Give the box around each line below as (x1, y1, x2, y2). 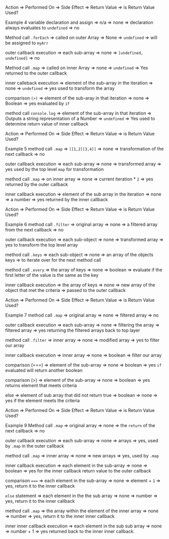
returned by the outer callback (5, 182, 68, 187)
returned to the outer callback (5, 70, 67, 76)
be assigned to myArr (5, 40, 49, 46)
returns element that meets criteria (5, 383, 77, 388)
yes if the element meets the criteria (5, 398, 80, 403)
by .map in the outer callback (5, 443, 64, 449)
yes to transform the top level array (5, 242, 78, 248)
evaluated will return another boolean (5, 368, 83, 373)
